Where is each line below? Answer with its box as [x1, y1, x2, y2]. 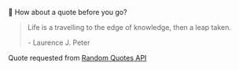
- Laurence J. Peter [27, 38, 90, 47]
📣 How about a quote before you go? [8, 8, 127, 17]
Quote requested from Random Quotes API [8, 53, 147, 62]
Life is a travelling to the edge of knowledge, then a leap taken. [27, 23, 232, 31]
